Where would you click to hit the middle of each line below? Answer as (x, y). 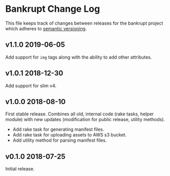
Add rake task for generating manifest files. (58, 129)
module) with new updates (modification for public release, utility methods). (85, 120)
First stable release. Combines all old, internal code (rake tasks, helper (80, 114)
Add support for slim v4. (31, 86)
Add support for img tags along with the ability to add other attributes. (79, 57)
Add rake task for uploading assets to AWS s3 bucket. (70, 135)
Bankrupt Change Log (53, 9)
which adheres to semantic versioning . (46, 28)
